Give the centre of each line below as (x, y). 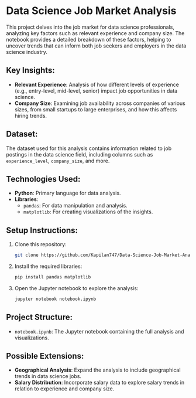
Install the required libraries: (48, 266)
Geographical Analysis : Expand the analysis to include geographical (97, 370)
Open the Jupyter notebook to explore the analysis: (76, 288)
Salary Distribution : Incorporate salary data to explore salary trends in (99, 383)
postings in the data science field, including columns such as (80, 154)
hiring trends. (31, 115)
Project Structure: (39, 317)
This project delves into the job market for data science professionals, (90, 27)
